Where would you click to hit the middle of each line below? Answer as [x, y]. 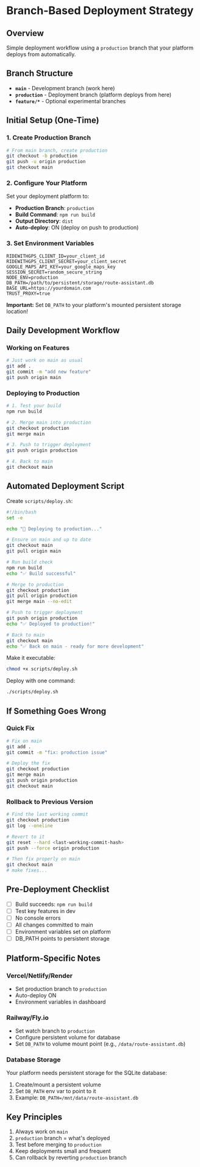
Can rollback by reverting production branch [71, 1158]
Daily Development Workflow [63, 330]
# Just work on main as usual [45, 361]
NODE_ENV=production [33, 277]
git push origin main [34, 377]
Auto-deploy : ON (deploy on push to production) [77, 228]
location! [17, 311]
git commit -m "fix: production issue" [57, 752]
